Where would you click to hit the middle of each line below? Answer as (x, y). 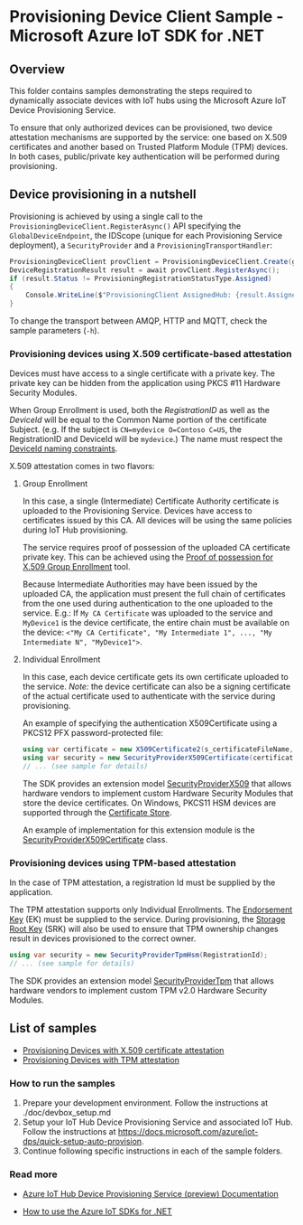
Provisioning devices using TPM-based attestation (123, 862)
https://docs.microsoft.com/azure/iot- (188, 1132)
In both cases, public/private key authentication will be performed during (145, 156)
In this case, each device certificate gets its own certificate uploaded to (155, 677)
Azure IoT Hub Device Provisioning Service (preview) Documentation (151, 1194)
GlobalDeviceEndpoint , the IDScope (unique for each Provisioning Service (146, 235)
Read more (34, 1174)
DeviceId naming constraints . (64, 448)
